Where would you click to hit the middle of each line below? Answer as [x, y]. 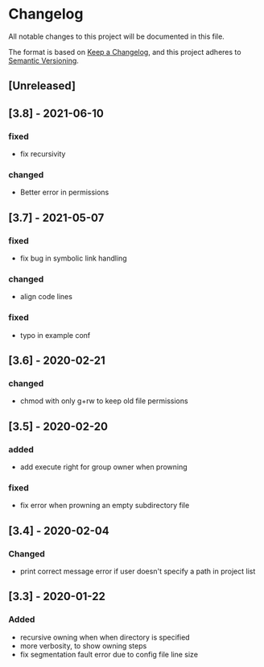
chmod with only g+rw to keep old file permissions [104, 401]
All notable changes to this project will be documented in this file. [117, 36]
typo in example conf [55, 335]
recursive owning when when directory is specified [105, 637]
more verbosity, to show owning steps [83, 645]
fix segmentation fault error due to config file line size [109, 654]
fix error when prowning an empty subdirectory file [105, 506]
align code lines [46, 297]
